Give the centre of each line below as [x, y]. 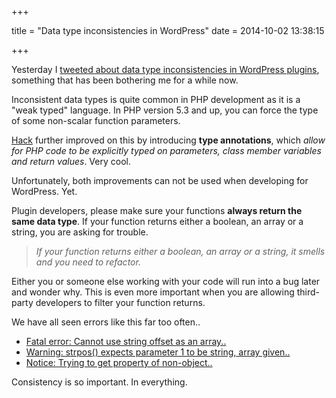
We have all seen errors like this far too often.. [106, 322]
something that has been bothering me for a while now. [125, 80]
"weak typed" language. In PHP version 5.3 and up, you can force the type [165, 110]
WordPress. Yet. [44, 191]
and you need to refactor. [88, 262]
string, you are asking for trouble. [80, 232]
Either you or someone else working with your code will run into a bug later [166, 281]
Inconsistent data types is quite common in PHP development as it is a [156, 99]
